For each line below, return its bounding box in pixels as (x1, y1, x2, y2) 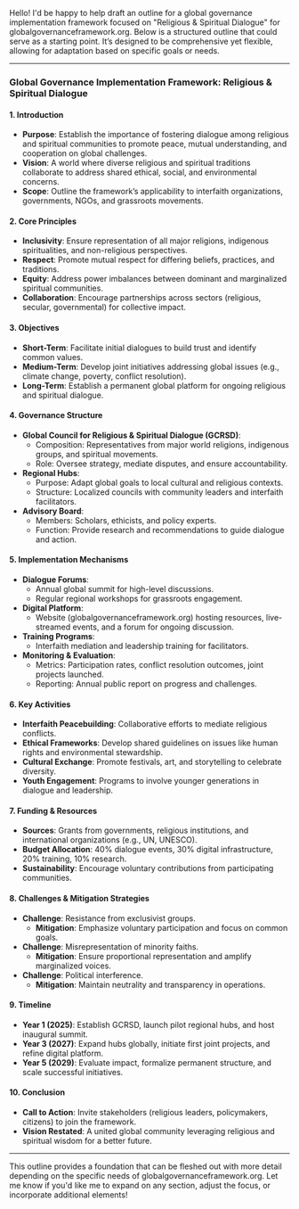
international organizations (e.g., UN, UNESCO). (21, 835, 198, 845)
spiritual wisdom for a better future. (21, 1135, 153, 1146)
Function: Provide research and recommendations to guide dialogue (35, 524, 285, 535)
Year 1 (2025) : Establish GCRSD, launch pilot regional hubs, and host (21, 1019, 275, 1030)
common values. (21, 351, 84, 362)
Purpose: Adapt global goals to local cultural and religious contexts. (35, 477, 284, 488)
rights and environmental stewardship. (21, 747, 163, 758)
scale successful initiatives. (21, 1066, 124, 1077)
